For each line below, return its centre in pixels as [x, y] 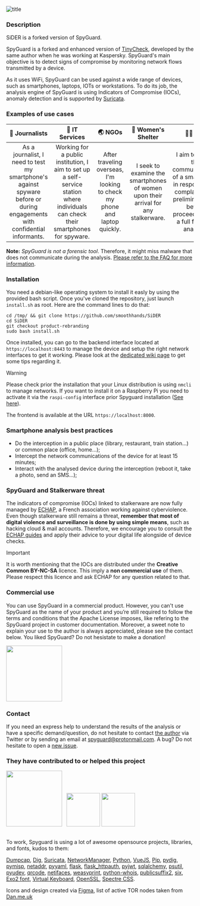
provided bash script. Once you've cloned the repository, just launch [90, 298]
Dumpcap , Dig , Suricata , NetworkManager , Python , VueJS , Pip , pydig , [92, 860]
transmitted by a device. [36, 68]
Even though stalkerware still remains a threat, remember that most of [93, 516]
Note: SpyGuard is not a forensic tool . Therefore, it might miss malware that [99, 251]
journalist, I [28, 154]
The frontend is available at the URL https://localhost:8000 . [81, 415]
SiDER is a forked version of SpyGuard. [54, 38]
